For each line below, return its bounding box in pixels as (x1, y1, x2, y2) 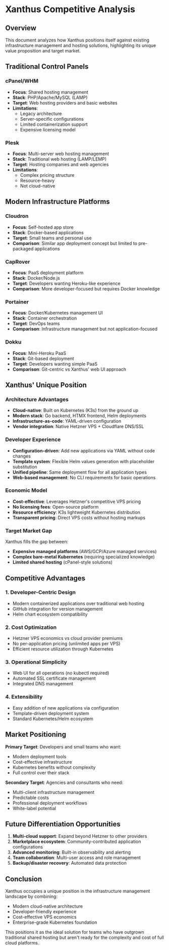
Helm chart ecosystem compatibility (12, 611, 88, 617)
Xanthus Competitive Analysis (5, 4, 135, 15)
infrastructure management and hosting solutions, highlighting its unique (5, 42, 156, 48)
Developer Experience (5, 436, 61, 443)
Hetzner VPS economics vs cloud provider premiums (12, 635, 123, 641)
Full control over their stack (12, 769, 70, 776)
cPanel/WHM (5, 77, 39, 84)
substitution (12, 464, 37, 470)
